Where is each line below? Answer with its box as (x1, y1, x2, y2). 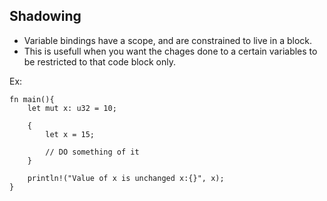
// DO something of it (45, 147, 140, 157)
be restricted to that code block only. (23, 55, 177, 68)
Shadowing (9, 8, 82, 25)
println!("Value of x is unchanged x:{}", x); (27, 173, 225, 183)
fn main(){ (9, 94, 55, 104)
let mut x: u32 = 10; (27, 103, 117, 113)
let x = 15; (45, 129, 96, 139)
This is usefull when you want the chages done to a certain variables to (23, 45, 318, 57)
